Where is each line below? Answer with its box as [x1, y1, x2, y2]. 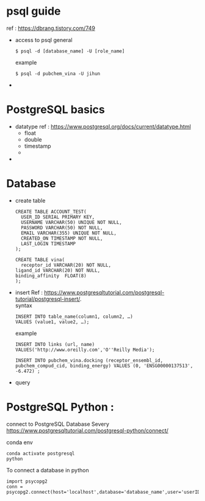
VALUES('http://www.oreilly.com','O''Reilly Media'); [15, 347, 155, 353]
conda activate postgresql [6, 450, 75, 456]
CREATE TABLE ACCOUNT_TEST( [15, 209, 87, 215]
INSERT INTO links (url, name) [15, 341, 95, 347]
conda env [6, 438, 34, 446]
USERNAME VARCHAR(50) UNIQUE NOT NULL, [21, 219, 122, 225]
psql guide [6, 4, 61, 18]
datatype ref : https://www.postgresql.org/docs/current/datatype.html [15, 123, 191, 130]
